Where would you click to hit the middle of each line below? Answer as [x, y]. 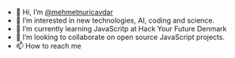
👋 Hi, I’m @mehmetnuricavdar [64, 12]
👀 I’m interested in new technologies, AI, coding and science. [115, 20]
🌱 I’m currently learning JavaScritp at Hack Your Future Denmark [121, 29]
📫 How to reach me [48, 46]
